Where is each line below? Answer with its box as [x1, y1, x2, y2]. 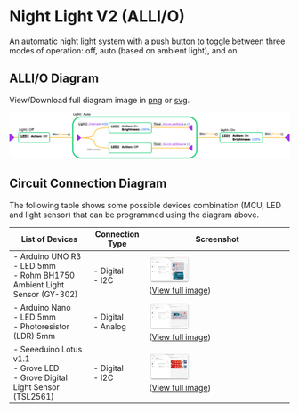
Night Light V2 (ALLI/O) [9, 6, 185, 27]
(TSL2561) [12, 391, 55, 401]
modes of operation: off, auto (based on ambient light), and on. [9, 45, 240, 55]
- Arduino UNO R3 [12, 251, 82, 262]
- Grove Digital [12, 372, 69, 383]
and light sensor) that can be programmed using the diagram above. [9, 209, 260, 220]
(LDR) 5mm [12, 331, 56, 342]
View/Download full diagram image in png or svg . [9, 94, 190, 105]
